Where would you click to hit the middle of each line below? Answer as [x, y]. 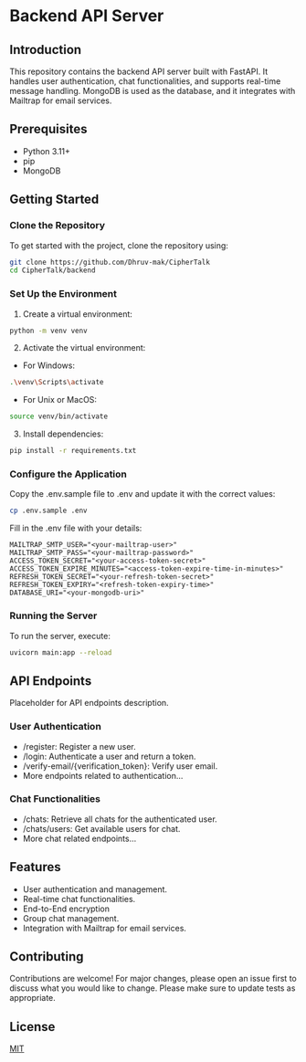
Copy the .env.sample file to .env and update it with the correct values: [142, 494]
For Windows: [49, 365]
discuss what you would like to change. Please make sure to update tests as [153, 988]
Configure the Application [69, 474]
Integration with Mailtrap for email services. [105, 928]
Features [35, 867]
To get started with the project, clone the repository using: [119, 245]
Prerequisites [48, 129]
